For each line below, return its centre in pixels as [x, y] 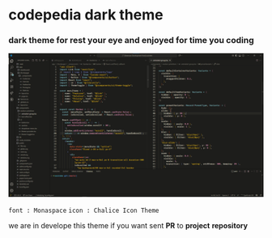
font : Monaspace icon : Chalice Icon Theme [84, 210]
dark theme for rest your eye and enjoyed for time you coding [132, 40]
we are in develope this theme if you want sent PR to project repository [128, 225]
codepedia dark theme [86, 15]
